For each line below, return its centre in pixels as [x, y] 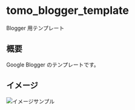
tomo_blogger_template [67, 11]
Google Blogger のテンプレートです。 [53, 65]
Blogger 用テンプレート [35, 28]
